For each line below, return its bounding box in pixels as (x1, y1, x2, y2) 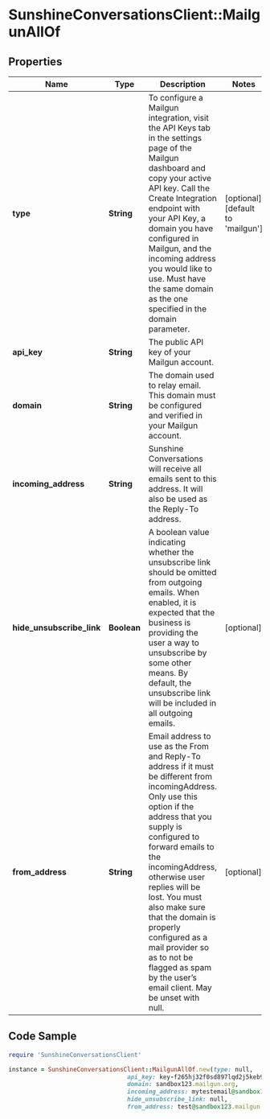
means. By (148, 668, 189, 678)
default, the (148, 677, 192, 689)
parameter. (148, 323, 190, 335)
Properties (8, 55, 63, 68)
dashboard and (148, 163, 207, 174)
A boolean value (148, 527, 210, 537)
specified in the (148, 303, 207, 315)
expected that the (148, 607, 215, 618)
